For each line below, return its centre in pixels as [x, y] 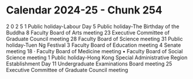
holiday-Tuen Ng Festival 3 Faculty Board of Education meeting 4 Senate [94, 45]
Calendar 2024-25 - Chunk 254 [84, 10]
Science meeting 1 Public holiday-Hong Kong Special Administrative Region [97, 57]
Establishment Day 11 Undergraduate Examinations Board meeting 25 [89, 63]
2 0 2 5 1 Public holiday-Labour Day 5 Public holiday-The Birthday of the [93, 26]
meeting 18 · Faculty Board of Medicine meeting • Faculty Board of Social [94, 51]
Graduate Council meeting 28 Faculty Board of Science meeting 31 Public [94, 39]
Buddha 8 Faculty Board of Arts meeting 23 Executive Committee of [88, 32]
